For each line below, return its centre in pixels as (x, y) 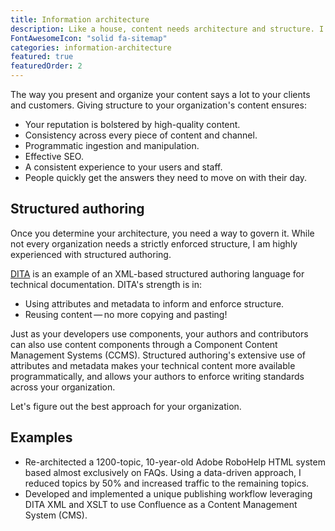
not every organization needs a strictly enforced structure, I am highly (154, 243)
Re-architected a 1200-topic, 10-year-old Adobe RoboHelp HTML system (175, 462)
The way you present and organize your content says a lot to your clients (160, 94)
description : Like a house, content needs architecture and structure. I (167, 29)
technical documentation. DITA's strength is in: (106, 284)
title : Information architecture (80, 19)
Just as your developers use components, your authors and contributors (159, 333)
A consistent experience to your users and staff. (123, 167)
